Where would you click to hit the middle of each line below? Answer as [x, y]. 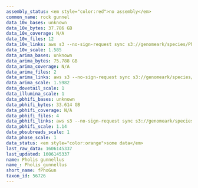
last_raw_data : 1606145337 [39, 149]
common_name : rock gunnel [38, 17]
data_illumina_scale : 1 [35, 94]
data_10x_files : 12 [30, 39]
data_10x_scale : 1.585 [34, 50]
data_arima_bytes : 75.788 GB [42, 61]
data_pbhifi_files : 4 [33, 116]
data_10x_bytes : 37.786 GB [39, 28]
